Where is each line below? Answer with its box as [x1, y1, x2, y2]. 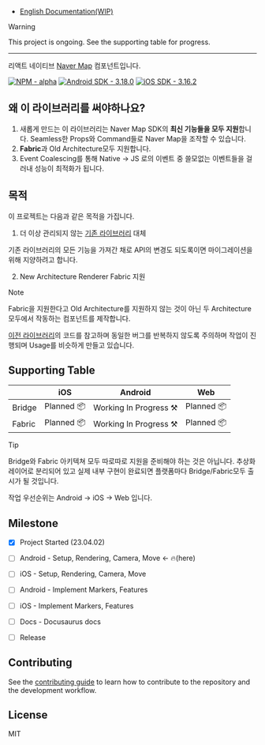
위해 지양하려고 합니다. [8, 254, 78, 264]
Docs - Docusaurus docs [19, 616, 101, 626]
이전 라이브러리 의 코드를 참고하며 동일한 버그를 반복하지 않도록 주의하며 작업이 [8, 330, 248, 340]
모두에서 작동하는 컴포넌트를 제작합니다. [8, 314, 131, 323]
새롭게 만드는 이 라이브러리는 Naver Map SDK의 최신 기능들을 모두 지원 [19, 124, 239, 134]
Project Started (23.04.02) [19, 537, 105, 547]
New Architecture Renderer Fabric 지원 [19, 272, 146, 281]
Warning [8, 22, 35, 31]
